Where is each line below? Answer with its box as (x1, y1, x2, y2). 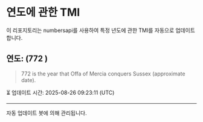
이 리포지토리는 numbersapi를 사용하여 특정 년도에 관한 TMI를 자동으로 (6, 27, 175, 34)
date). (21, 76, 36, 83)
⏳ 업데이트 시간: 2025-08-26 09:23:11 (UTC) (6, 89, 115, 96)
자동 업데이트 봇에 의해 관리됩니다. (6, 109, 87, 117)
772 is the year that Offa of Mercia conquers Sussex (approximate (21, 70, 185, 77)
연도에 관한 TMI (6, 5, 80, 19)
